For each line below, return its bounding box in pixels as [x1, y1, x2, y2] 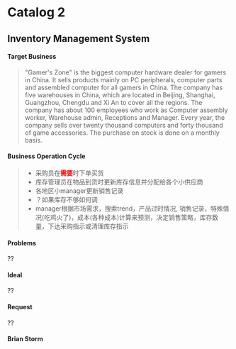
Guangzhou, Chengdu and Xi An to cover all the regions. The [24, 98, 203, 106]
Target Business [7, 52, 57, 61]
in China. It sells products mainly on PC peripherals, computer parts [24, 75, 223, 84]
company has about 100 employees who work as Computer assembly [24, 106, 228, 114]
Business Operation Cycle [7, 152, 86, 160]
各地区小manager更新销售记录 [35, 186, 124, 195]
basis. [24, 135, 43, 144]
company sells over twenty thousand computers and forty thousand [24, 121, 223, 129]
